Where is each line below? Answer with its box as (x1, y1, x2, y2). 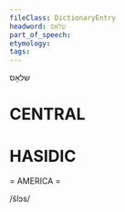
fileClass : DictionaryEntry (9, 13, 117, 23)
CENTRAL (9, 104, 86, 125)
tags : (9, 47, 30, 56)
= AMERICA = (9, 176, 61, 187)
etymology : (9, 38, 51, 48)
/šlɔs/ (9, 193, 30, 205)
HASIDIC (9, 146, 77, 167)
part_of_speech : (9, 30, 71, 39)
